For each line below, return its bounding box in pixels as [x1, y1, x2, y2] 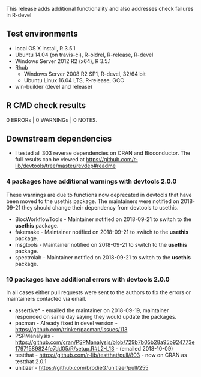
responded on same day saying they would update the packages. [14, 313, 177, 321]
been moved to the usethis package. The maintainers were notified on [6, 198, 179, 205]
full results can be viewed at [14, 156, 85, 163]
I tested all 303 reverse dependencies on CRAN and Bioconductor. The [14, 149, 191, 157]
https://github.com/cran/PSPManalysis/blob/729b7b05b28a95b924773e [14, 339, 195, 346]
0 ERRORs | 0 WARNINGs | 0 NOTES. [6, 116, 98, 124]
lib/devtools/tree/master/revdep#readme [14, 162, 116, 170]
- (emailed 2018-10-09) [115, 345, 173, 352]
